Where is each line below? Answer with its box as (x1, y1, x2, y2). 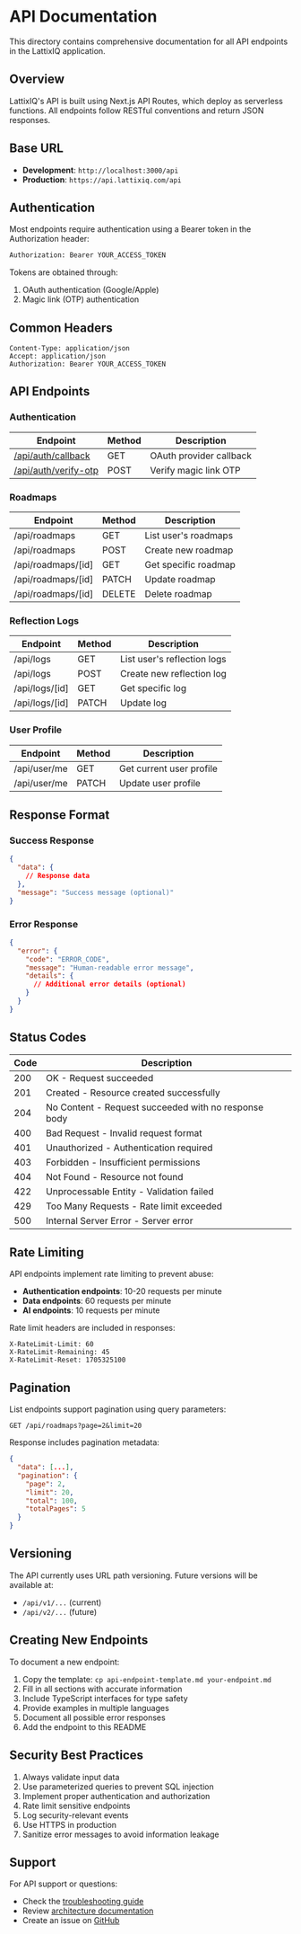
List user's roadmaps (144, 529, 234, 542)
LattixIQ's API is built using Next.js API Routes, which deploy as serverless (9, 95, 284, 106)
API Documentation (9, 6, 158, 27)
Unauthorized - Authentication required (46, 1141, 213, 1154)
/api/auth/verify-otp (13, 464, 99, 476)
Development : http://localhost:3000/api (21, 164, 179, 175)
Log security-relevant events (21, 1809, 129, 1821)
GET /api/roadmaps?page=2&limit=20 (9, 1422, 142, 1431)
